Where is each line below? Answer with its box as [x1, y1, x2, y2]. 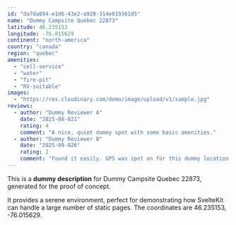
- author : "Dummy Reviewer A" [13, 109, 102, 116]
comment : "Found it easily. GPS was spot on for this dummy [20, 155, 201, 163]
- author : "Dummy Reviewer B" [13, 135, 102, 142]
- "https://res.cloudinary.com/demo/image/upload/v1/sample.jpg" [13, 96, 211, 103]
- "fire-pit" [13, 76, 52, 83]
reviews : [7, 103, 33, 110]
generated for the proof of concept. [7, 182, 111, 190]
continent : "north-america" [7, 37, 90, 44]
